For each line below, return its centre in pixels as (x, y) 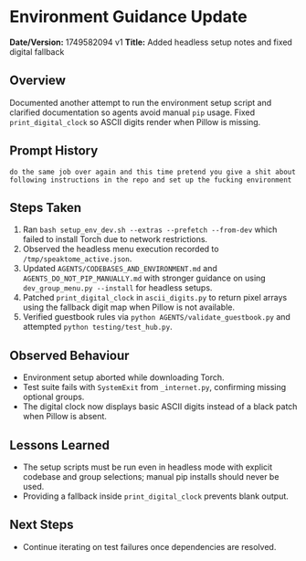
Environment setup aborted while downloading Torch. (124, 377)
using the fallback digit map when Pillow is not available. (129, 307)
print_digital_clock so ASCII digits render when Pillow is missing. (135, 122)
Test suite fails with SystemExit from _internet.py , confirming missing (154, 387)
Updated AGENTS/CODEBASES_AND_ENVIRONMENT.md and (120, 269)
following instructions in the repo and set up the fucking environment (151, 180)
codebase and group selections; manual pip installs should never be (151, 476)
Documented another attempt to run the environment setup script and (141, 102)
